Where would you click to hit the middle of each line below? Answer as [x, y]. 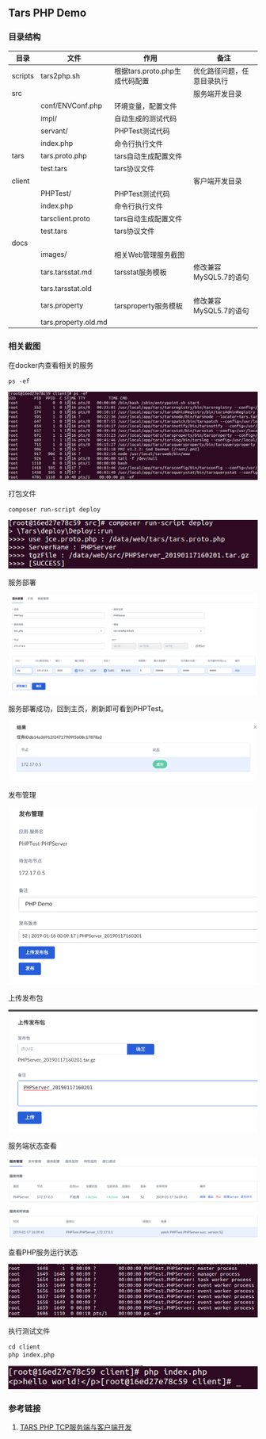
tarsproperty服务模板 [149, 305]
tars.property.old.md [74, 322]
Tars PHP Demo [47, 13]
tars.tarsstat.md [66, 272]
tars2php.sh [61, 75]
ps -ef [19, 381]
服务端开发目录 [218, 94]
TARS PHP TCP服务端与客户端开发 [76, 1427]
